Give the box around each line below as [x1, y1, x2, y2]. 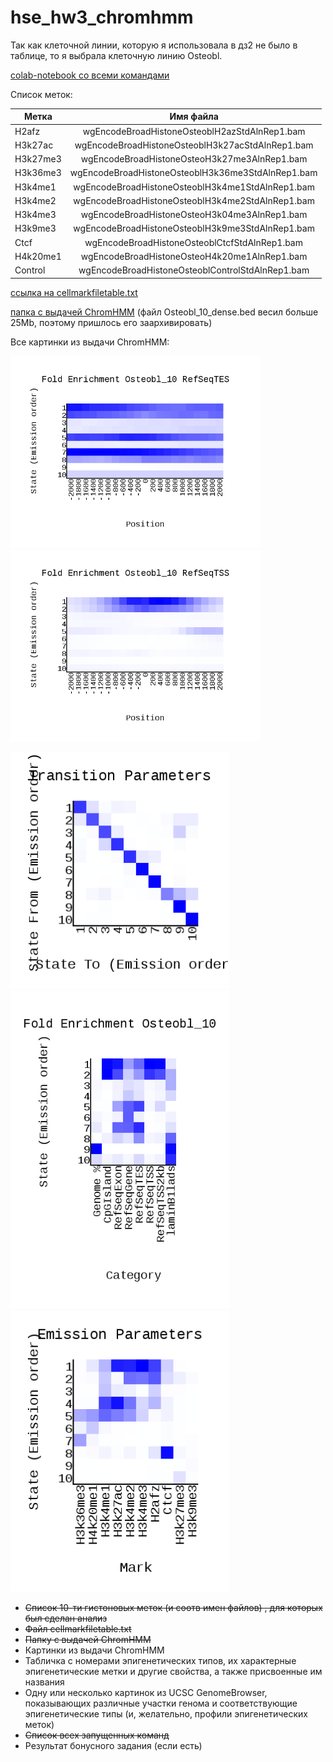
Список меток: [10, 88, 73, 100]
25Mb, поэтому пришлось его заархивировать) [10, 316, 213, 328]
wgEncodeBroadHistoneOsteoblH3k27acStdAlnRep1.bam [74, 139, 314, 151]
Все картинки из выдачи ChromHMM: [10, 336, 170, 348]
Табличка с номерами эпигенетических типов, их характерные [24, 1654, 297, 1666]
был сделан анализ [24, 1612, 108, 1624]
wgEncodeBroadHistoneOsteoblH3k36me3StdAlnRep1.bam [69, 167, 318, 179]
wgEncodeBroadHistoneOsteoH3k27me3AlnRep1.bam [80, 153, 308, 165]
